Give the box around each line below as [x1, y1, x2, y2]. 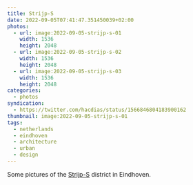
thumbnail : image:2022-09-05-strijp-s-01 [7, 113, 128, 119]
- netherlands [13, 126, 54, 133]
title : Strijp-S [7, 10, 54, 17]
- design [13, 151, 39, 159]
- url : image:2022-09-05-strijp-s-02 [13, 49, 122, 56]
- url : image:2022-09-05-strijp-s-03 [13, 68, 122, 75]
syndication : [7, 100, 45, 107]
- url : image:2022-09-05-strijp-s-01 [13, 29, 122, 37]
